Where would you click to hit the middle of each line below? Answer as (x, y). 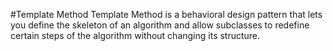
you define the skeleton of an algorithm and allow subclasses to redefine (160, 25)
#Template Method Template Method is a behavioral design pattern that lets (166, 14)
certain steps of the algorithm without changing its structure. (135, 35)
